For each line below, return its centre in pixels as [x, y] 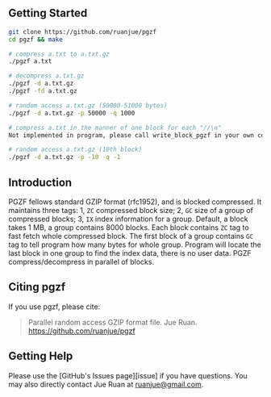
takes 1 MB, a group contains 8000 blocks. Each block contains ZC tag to [129, 228]
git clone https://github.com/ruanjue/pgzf [83, 31]
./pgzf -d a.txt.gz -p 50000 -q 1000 [72, 113]
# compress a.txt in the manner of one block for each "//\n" [115, 127]
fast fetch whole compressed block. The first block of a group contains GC [131, 236]
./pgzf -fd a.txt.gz [43, 91]
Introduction [40, 182]
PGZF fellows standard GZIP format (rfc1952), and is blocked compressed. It [135, 202]
